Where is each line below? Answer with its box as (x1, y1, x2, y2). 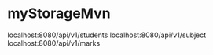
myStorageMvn (7, 5, 111, 22)
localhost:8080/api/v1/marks (7, 38, 101, 47)
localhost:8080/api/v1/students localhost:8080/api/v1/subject (7, 30, 207, 40)
